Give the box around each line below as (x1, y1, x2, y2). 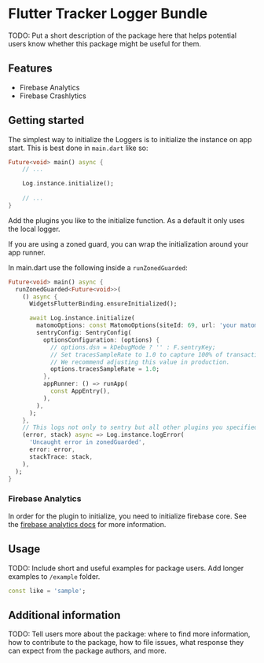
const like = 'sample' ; (8, 587, 86, 595)
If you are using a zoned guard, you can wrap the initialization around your (8, 239, 249, 248)
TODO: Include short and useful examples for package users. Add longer (8, 563, 244, 573)
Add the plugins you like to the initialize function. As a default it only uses (8, 215, 245, 225)
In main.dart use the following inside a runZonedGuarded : (8, 262, 189, 272)
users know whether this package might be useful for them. (8, 38, 202, 48)
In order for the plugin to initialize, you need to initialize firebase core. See (8, 511, 247, 521)
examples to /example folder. (8, 571, 101, 581)
